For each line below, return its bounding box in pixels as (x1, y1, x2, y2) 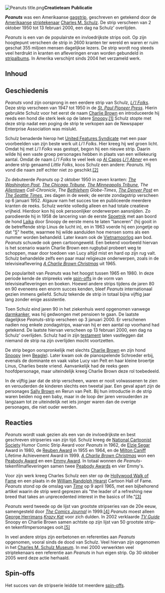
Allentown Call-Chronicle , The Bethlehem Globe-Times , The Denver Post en (5, 187, 159, 193)
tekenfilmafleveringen (5, 463, 49, 469)
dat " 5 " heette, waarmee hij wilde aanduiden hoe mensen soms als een (5, 229, 150, 235)
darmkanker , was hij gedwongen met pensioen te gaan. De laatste (5, 312, 139, 318)
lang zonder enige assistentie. (5, 297, 66, 303)
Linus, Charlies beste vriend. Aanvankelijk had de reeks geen (5, 363, 129, 369)
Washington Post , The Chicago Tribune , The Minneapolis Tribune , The (5, 182, 149, 188)
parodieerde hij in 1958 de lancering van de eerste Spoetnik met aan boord (5, 213, 157, 220)
